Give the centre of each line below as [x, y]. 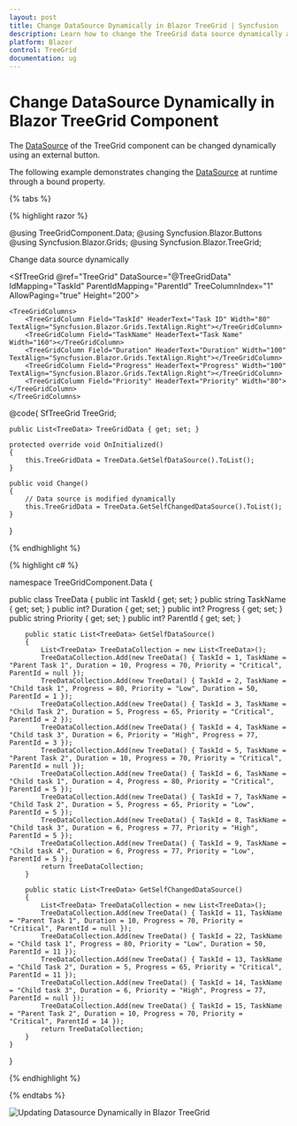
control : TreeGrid [43, 50]
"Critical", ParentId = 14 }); [67, 1021]
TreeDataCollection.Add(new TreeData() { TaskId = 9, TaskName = [164, 843]
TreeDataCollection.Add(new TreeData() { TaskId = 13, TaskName [162, 959]
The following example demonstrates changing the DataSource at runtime [144, 172]
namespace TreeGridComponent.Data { [81, 582]
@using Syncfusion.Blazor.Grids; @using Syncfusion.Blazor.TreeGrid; [136, 242]
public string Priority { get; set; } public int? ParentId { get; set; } [125, 618]
